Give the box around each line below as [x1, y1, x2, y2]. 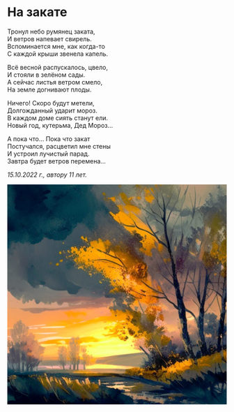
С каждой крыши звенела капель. [7, 50, 109, 58]
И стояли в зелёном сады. [7, 71, 86, 79]
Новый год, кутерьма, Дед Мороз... [7, 121, 114, 129]
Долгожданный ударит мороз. [7, 106, 97, 115]
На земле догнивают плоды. [7, 85, 92, 94]
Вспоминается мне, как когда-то [7, 42, 106, 50]
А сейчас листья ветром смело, [7, 78, 103, 86]
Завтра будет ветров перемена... [7, 156, 107, 165]
